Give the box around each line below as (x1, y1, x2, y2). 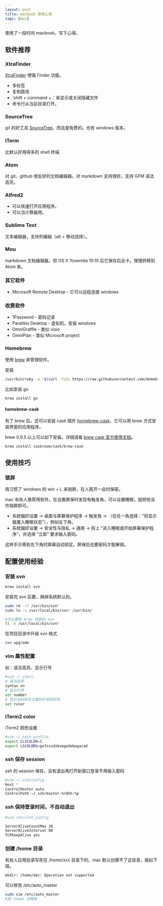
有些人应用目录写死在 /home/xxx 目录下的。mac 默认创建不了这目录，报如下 (5, 857, 158, 863)
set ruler (5, 701, 25, 707)
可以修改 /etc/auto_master (5, 882, 57, 888)
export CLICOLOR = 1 (5, 739, 42, 744)
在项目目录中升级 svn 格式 (5, 631, 57, 637)
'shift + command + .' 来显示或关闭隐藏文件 (12, 95, 98, 101)
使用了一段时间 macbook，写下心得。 (5, 30, 81, 36)
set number (5, 693, 27, 697)
